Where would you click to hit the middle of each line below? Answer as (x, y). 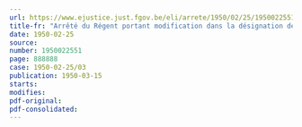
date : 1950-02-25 (42, 34)
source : (24, 42)
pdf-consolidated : (44, 109)
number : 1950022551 (46, 51)
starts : (24, 84)
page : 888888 (34, 59)
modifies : (28, 92)
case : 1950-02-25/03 (48, 68)
